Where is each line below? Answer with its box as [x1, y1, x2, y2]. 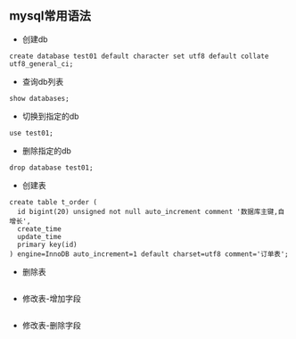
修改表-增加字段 [21, 293, 82, 303]
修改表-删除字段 [21, 319, 82, 330]
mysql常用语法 [9, 8, 92, 24]
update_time [17, 232, 62, 241]
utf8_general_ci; [9, 59, 74, 69]
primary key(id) [17, 240, 78, 249]
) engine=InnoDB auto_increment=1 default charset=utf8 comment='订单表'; [9, 249, 289, 259]
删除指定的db [21, 145, 71, 156]
